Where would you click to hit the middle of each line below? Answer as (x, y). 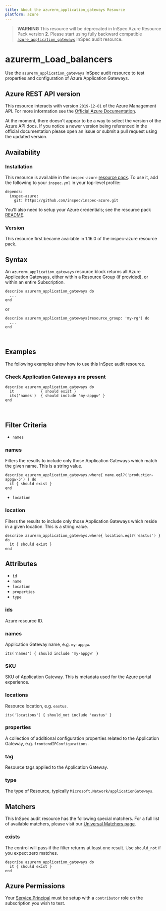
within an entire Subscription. (35, 282)
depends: (14, 192)
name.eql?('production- (129, 475)
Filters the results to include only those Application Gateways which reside (81, 521)
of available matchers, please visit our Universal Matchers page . (71, 824)
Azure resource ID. (24, 620)
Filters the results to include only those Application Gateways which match (81, 461)
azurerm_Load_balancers (59, 59)
